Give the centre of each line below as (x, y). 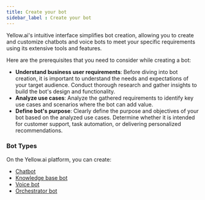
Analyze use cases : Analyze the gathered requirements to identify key (104, 98)
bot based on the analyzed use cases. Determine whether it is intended (105, 117)
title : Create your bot (37, 12)
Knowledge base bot (41, 177)
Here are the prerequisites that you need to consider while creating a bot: (99, 60)
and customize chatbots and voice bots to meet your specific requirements (101, 42)
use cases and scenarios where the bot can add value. (84, 104)
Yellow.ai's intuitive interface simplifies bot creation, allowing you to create (100, 35)
